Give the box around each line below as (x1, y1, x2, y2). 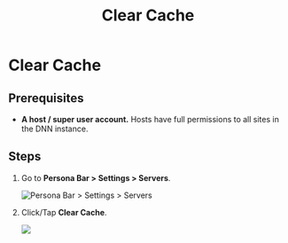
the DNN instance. (20, 123, 89, 134)
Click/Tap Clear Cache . (20, 207, 107, 217)
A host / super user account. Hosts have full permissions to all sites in (20, 114, 280, 124)
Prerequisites (8, 90, 84, 106)
